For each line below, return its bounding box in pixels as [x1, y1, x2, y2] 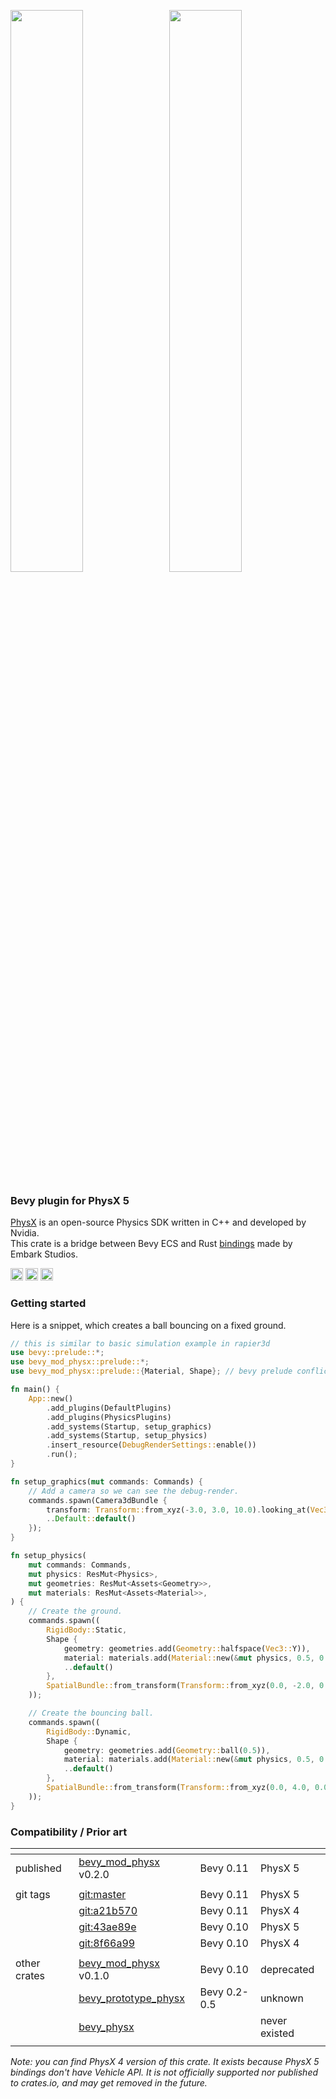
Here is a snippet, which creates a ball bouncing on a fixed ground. [10, 1319, 287, 1331]
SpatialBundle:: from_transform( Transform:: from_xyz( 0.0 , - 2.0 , [46, 1681, 315, 1691]
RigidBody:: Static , [46, 1625, 128, 1635]
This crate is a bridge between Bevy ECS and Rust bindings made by [10, 1238, 293, 1250]
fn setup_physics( [10, 1551, 87, 1561]
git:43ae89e [78, 1920, 137, 1934]
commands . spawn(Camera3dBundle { [28, 1495, 168, 1505]
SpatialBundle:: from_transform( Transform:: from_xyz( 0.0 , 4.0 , [46, 1783, 311, 1793]
